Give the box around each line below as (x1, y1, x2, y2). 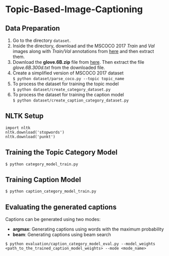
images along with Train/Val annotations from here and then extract (12, 48, 154, 54)
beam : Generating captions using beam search (12, 232, 112, 238)
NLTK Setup (5, 112, 44, 120)
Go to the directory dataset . (12, 37, 71, 43)
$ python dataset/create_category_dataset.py (12, 87, 111, 92)
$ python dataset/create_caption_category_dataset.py (12, 98, 129, 103)
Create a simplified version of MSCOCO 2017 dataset (12, 70, 124, 76)
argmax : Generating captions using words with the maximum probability (12, 226, 164, 233)
